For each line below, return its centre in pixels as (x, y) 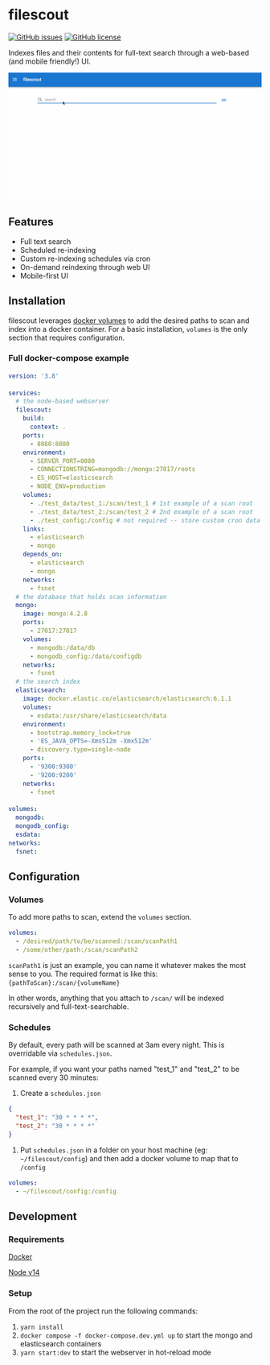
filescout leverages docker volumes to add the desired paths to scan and (129, 321)
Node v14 (24, 1272)
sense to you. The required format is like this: (83, 974)
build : (34, 419)
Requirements (37, 1239)
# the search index (48, 682)
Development (43, 1216)
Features (31, 222)
